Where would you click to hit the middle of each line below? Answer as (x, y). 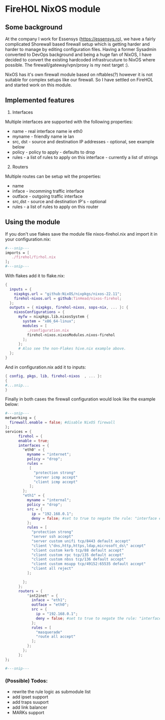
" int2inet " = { (42, 596)
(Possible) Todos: (27, 681)
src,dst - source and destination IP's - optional (59, 201)
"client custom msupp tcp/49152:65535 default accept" (89, 564)
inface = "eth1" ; (49, 600)
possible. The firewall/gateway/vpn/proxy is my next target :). (67, 65)
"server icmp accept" (56, 477)
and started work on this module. (39, 85)
